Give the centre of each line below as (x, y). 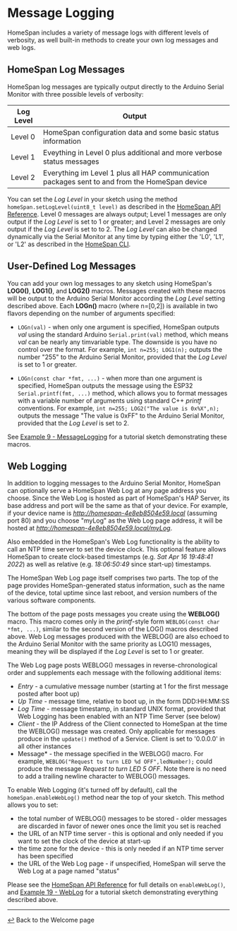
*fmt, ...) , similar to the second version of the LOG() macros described (113, 629)
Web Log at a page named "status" (68, 871)
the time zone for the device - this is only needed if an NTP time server (121, 848)
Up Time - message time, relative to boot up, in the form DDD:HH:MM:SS (123, 701)
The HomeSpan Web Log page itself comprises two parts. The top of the (113, 578)
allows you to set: (33, 805)
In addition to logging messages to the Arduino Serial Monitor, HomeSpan (114, 483)
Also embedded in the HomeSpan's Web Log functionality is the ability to (114, 542)
